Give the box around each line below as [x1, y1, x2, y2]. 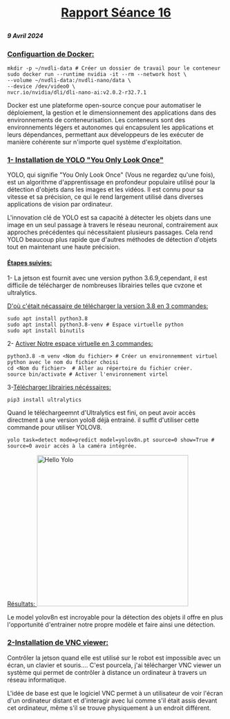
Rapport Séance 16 [61, 5, 171, 21]
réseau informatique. [7, 675, 67, 684]
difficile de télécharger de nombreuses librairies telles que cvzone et [7, 281, 202, 289]
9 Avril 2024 [7, 32, 44, 40]
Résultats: [7, 600, 36, 608]
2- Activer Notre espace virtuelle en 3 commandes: [7, 340, 153, 348]
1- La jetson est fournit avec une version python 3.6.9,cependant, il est [7, 274, 207, 282]
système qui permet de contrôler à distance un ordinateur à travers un [7, 668, 207, 676]
